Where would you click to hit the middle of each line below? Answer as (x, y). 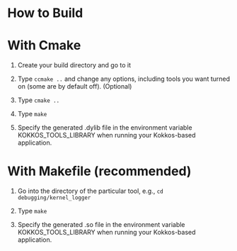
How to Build (45, 13)
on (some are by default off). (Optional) (75, 87)
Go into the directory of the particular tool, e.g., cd (91, 191)
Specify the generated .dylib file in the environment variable (105, 128)
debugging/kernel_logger (54, 198)
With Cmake (44, 46)
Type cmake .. (39, 100)
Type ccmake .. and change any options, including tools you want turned (124, 79)
